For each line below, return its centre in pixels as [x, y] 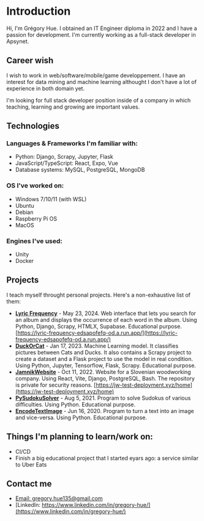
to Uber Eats [31, 465]
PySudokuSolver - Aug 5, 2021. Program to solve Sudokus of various [103, 398]
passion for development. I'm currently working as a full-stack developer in [101, 34]
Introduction [39, 11]
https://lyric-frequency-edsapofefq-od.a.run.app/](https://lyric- [97, 333]
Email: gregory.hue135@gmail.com [59, 498]
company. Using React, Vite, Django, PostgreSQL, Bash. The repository [105, 378]
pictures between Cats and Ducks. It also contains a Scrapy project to [103, 352]
